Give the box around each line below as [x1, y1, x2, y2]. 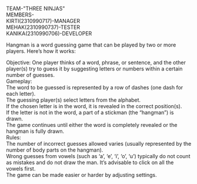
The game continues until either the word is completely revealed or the [6, 122, 178, 128]
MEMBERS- [6, 11, 34, 18]
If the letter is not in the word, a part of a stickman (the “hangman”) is [6, 109, 174, 116]
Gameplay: [6, 78, 32, 85]
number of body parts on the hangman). [6, 146, 103, 153]
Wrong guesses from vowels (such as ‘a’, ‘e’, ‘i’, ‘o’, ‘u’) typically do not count [6, 153, 191, 159]
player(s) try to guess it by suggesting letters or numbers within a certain [6, 65, 183, 72]
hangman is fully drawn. [6, 128, 65, 135]
